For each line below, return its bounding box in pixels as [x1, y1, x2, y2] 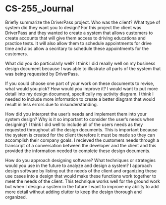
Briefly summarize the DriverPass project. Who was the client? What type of [5, 19, 161, 25]
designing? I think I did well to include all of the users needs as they [5, 122, 143, 127]
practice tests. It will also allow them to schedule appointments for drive [5, 40, 152, 46]
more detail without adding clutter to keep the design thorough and [5, 189, 142, 195]
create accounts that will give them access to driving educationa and [5, 35, 146, 41]
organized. [5, 194, 27, 200]
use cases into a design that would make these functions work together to [5, 173, 157, 179]
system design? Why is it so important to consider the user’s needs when [5, 116, 155, 122]
